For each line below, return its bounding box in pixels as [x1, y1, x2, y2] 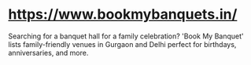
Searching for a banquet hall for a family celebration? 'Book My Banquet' [8, 31, 244, 41]
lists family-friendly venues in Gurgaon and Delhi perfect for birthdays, [8, 39, 237, 49]
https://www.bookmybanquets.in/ [8, 5, 238, 23]
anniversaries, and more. [8, 48, 89, 57]
